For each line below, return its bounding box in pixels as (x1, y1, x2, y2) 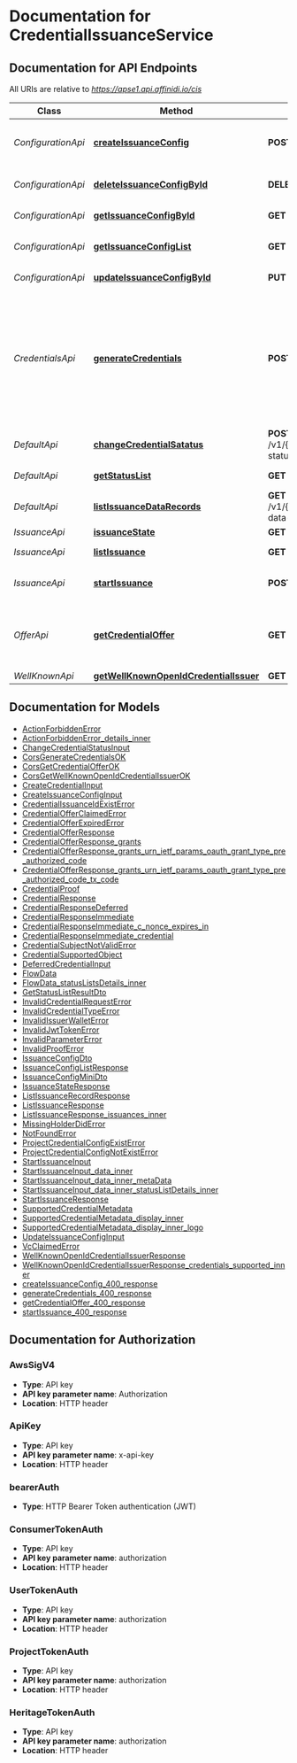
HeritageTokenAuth (9, 1706, 95, 1719)
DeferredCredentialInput (21, 958, 111, 969)
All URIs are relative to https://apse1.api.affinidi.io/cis (9, 84, 202, 94)
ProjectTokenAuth (9, 1645, 89, 1658)
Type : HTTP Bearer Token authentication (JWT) (21, 1501, 197, 1512)
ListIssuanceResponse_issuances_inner (21, 1109, 167, 1119)
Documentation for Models (9, 700, 161, 715)
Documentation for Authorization (9, 1333, 196, 1348)
